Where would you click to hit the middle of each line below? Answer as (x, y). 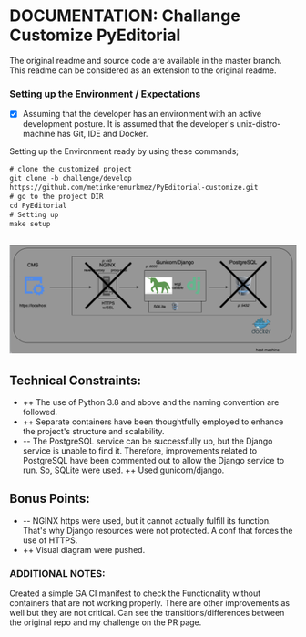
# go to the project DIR (56, 197)
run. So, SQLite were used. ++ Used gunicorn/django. (123, 470)
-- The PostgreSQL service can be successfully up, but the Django (148, 441)
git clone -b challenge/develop (71, 179)
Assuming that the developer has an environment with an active (142, 114)
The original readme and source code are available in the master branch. (146, 60)
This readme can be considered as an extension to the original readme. (143, 70)
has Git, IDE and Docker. (102, 134)
